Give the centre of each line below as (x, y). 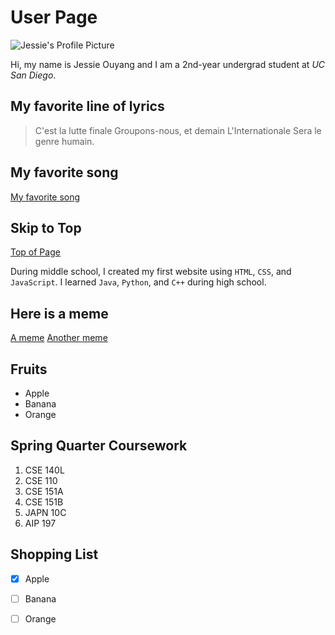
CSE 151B (44, 502)
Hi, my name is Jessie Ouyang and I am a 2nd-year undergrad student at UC (168, 64)
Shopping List (54, 554)
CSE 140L (44, 470)
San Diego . (33, 75)
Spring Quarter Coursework (99, 446)
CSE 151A (44, 491)
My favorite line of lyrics (87, 106)
